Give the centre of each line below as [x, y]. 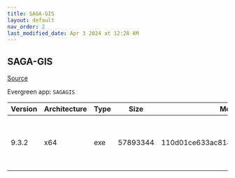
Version [24, 109]
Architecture [66, 109]
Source [17, 78]
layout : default [31, 20]
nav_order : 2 [26, 27]
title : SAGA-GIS [31, 14]
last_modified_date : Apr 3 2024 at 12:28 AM [73, 33]
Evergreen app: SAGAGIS [41, 92]
